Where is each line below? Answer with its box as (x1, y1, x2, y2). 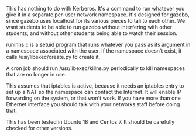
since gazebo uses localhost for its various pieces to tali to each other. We (6, 18, 185, 24)
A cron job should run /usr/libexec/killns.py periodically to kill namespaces (6, 65, 185, 72)
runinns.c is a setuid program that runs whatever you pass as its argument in (6, 41, 191, 48)
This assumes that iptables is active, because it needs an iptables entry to (6, 82, 184, 89)
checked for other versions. (6, 125, 73, 131)
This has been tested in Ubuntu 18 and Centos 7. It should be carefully (6, 118, 175, 125)
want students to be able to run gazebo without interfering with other (6, 23, 173, 30)
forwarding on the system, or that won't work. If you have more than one (6, 95, 181, 102)
